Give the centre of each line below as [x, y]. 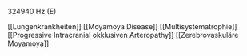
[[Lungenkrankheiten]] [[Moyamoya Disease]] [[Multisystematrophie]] [122, 26]
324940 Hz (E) [32, 11]
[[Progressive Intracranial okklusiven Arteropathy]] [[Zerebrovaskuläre [123, 35]
